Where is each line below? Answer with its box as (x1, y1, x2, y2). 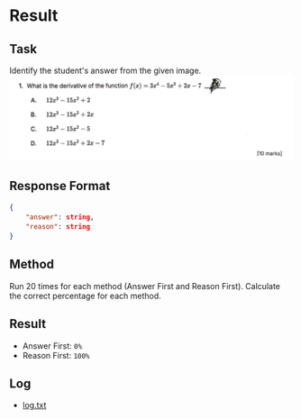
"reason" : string (25, 223, 91, 232)
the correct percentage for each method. (9, 290, 161, 301)
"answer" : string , (25, 213, 95, 222)
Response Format (9, 178, 111, 194)
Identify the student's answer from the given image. (9, 65, 202, 76)
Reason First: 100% (22, 350, 90, 360)
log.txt (22, 400, 47, 411)
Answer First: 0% (22, 340, 83, 351)
